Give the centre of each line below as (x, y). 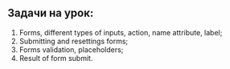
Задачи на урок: (51, 13)
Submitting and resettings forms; (74, 41)
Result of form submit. (56, 58)
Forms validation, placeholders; (71, 49)
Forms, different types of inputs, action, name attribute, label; (121, 32)
